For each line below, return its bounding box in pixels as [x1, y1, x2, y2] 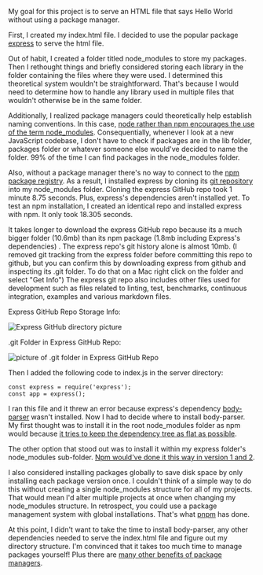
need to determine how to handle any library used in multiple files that [8, 87, 235, 97]
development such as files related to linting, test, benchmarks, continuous [8, 283, 247, 293]
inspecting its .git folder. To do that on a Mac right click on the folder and [8, 267, 243, 276]
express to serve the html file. [8, 39, 104, 48]
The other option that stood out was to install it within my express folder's [8, 444, 247, 453]
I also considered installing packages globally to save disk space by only [8, 468, 243, 477]
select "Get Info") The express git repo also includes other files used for [8, 275, 241, 284]
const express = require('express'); [8, 383, 132, 391]
